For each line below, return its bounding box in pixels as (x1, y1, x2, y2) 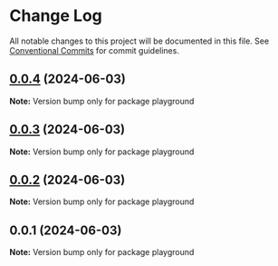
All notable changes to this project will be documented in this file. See (9, 35, 270, 46)
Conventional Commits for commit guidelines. (9, 44, 179, 55)
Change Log (9, 5, 102, 26)
